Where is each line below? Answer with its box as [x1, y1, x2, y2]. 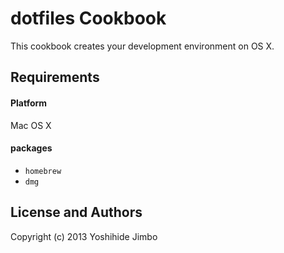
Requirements [10, 69, 100, 86]
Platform [10, 97, 48, 109]
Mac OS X [10, 119, 52, 131]
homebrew [24, 166, 62, 176]
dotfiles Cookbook [10, 7, 167, 30]
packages [10, 142, 53, 154]
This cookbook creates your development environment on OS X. [10, 40, 275, 52]
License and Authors [10, 204, 143, 221]
